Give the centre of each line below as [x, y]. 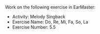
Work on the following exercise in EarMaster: [50, 7]
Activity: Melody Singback [38, 17]
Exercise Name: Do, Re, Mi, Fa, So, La [50, 22]
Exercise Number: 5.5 [34, 27]
